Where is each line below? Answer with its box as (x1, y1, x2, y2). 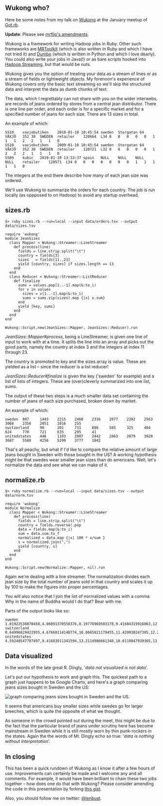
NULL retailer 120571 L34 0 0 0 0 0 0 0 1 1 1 (5, 160, 155, 164)
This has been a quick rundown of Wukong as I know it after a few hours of (5, 765, 155, 771)
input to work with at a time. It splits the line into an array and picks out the (5, 339, 154, 345)
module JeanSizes (5, 236, 40, 241)
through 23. (5, 349, 29, 355)
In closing (5, 752, 35, 761)
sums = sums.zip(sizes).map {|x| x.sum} (22, 296, 105, 300)
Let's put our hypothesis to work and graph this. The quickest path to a (5, 674, 147, 680)
